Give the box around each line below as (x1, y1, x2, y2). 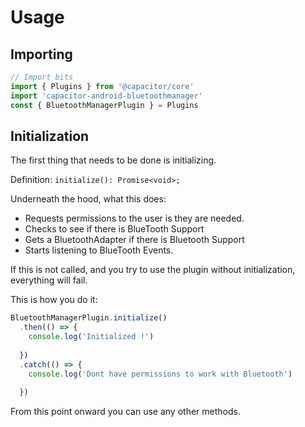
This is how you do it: (10, 294, 98, 306)
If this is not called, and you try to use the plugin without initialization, (10, 264, 296, 276)
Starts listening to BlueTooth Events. (24, 244, 174, 256)
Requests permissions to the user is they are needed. (24, 212, 245, 225)
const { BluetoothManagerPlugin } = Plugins (10, 100, 199, 110)
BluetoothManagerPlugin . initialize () (10, 313, 168, 323)
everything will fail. (10, 274, 88, 286)
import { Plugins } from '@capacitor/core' (10, 81, 195, 91)
